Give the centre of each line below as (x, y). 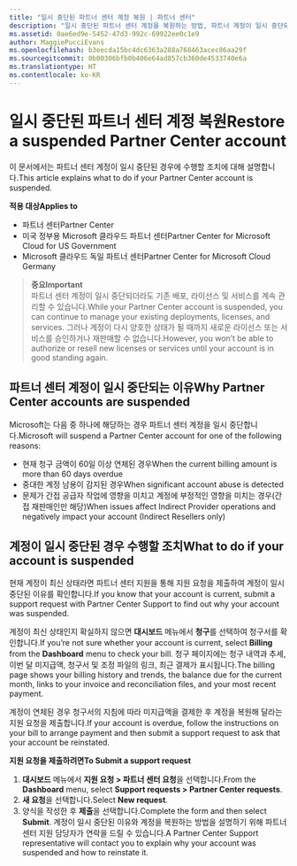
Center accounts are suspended (99, 402)
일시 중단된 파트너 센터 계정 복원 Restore (147, 121)
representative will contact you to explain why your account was (139, 843)
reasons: (25, 445)
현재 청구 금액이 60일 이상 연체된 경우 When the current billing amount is (149, 464)
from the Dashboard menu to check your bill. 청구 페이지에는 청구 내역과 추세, (148, 654)
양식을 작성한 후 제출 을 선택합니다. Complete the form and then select (144, 811)
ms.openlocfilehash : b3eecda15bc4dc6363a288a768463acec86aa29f (128, 50)
